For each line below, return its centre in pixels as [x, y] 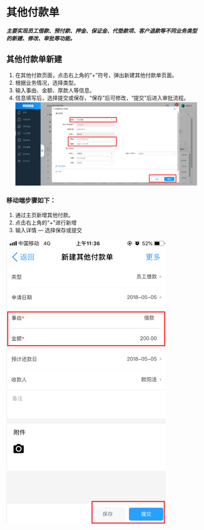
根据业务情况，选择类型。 [47, 82]
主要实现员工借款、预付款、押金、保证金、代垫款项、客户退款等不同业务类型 [102, 30]
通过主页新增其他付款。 [44, 215]
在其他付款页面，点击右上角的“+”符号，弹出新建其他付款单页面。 [96, 75]
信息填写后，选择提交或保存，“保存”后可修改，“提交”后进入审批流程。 [102, 98]
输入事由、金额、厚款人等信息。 [55, 90]
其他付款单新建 [34, 59]
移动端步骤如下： [31, 201]
